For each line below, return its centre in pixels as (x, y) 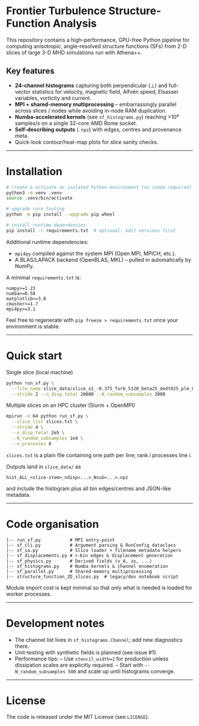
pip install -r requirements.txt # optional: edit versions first (91, 230)
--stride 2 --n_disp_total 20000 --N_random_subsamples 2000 (89, 394)
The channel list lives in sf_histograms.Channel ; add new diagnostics (99, 640)
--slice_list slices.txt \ (45, 422)
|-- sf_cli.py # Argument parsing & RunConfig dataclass (91, 545)
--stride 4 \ (28, 428)
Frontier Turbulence (56, 11)
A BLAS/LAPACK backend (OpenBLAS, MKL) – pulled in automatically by (103, 259)
